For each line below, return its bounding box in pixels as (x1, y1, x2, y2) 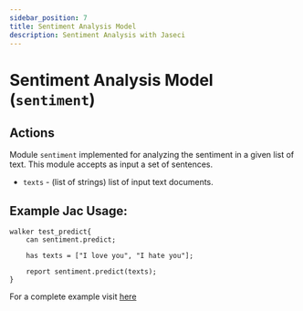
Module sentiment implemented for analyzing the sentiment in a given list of (9, 150, 295, 161)
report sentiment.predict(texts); (26, 267, 157, 276)
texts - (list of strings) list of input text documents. (22, 177, 214, 188)
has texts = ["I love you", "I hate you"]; (26, 252, 194, 261)
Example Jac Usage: (9, 202, 128, 219)
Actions (9, 125, 55, 140)
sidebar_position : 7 (9, 13, 89, 23)
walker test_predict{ (9, 227, 92, 237)
